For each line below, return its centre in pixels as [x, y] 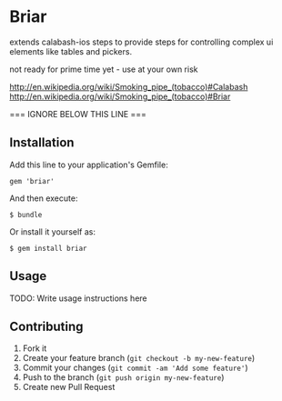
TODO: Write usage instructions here [78, 298]
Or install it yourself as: [52, 231]
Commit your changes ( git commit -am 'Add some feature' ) [135, 368]
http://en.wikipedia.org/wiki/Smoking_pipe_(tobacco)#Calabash [129, 86]
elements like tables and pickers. [71, 51]
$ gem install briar [49, 248]
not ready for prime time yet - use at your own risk [104, 69]
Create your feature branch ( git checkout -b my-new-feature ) [139, 358]
